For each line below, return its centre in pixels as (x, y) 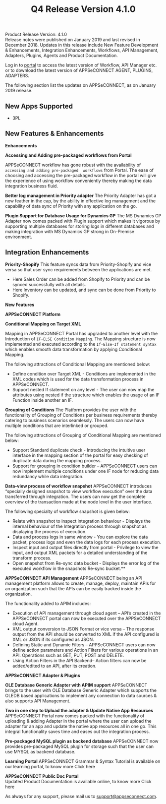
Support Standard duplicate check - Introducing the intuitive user (79, 450)
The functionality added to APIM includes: (48, 603)
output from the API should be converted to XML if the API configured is (86, 634)
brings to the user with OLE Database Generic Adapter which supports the (81, 690)
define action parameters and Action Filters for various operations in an (85, 650)
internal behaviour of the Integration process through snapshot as (80, 526)
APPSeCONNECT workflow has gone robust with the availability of (73, 165)
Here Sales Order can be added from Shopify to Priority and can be (81, 279)
